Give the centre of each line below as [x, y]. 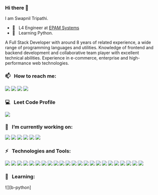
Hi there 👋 [17, 8]
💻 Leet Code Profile [30, 102]
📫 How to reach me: [31, 76]
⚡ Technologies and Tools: [38, 151]
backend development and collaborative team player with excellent [72, 53]
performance [18, 63]
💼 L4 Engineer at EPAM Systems [45, 28]
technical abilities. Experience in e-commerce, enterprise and [67, 58]
